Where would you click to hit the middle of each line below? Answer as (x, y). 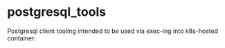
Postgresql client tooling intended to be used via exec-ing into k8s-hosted (113, 31)
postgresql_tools (56, 12)
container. (21, 38)
